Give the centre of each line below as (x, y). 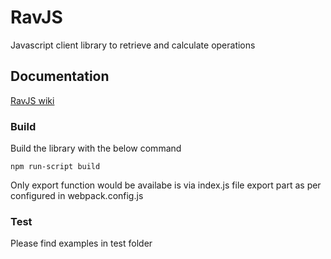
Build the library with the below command (96, 148)
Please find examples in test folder (81, 243)
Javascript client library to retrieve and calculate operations (133, 45)
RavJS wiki (32, 100)
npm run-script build (55, 167)
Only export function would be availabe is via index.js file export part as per (166, 185)
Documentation (60, 76)
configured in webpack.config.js (77, 196)
